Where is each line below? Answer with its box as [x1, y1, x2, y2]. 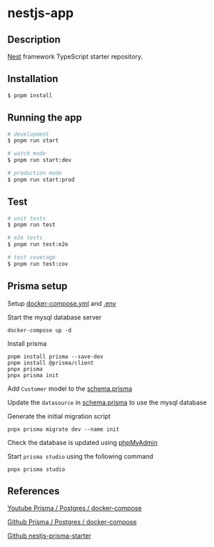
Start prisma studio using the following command [7, 451, 153, 461]
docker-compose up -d [7, 327, 72, 334]
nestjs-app [7, 5, 74, 21]
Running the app [7, 112, 82, 124]
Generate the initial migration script [7, 411, 111, 420]
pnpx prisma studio [7, 466, 66, 473]
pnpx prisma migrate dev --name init [7, 426, 120, 433]
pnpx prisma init [7, 372, 59, 379]
